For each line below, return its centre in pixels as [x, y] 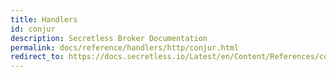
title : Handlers [44, 19]
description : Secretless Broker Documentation [109, 38]
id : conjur [33, 29]
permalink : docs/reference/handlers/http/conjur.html [125, 47]
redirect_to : [37, 57]
